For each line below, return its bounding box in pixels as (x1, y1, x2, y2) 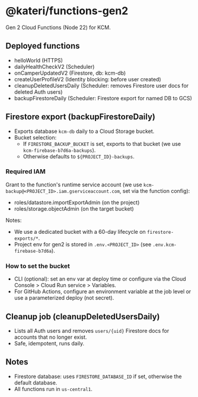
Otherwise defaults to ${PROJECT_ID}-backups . (23, 153, 135, 160)
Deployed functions (5, 41, 81, 51)
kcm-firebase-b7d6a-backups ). (23, 147, 96, 154)
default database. (14, 379, 58, 386)
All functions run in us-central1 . (14, 385, 93, 392)
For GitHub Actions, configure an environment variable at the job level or (14, 288, 191, 295)
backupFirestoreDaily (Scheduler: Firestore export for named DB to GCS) (14, 94, 192, 101)
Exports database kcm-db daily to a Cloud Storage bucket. (14, 128, 155, 135)
